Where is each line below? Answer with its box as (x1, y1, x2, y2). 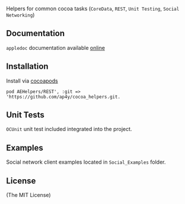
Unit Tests (6, 110, 44, 120)
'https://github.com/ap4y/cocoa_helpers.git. (6, 94, 120, 100)
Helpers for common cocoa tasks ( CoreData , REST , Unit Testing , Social (6, 5, 180, 12)
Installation (6, 62, 49, 72)
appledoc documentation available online (6, 44, 106, 51)
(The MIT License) (6, 192, 52, 199)
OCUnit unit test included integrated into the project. (6, 126, 132, 133)
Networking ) (6, 11, 35, 18)
